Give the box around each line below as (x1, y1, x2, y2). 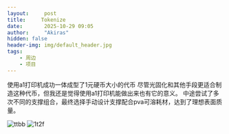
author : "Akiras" (7, 29, 69, 36)
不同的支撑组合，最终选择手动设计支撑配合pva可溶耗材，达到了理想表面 (12, 97, 217, 106)
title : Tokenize (7, 16, 67, 23)
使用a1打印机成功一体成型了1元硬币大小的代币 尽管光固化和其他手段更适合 (7, 80, 216, 89)
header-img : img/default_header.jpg (7, 42, 112, 49)
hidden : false (7, 36, 48, 42)
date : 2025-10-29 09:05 (7, 23, 94, 29)
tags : (7, 49, 23, 55)
